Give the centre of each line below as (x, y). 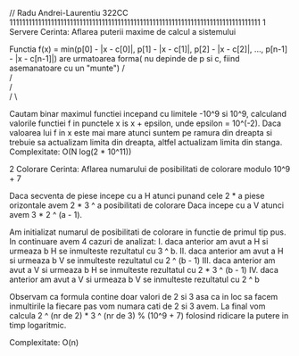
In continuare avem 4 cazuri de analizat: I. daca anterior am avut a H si (139, 241)
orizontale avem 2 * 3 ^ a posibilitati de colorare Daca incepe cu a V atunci (146, 205)
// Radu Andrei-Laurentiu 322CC (69, 13)
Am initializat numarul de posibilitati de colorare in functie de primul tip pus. (148, 232)
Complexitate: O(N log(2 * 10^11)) (71, 152)
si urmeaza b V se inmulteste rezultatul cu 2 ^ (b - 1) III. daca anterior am (142, 261)
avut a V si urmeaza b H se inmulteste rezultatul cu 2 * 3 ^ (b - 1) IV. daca (144, 270)
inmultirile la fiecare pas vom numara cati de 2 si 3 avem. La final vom (137, 306)
